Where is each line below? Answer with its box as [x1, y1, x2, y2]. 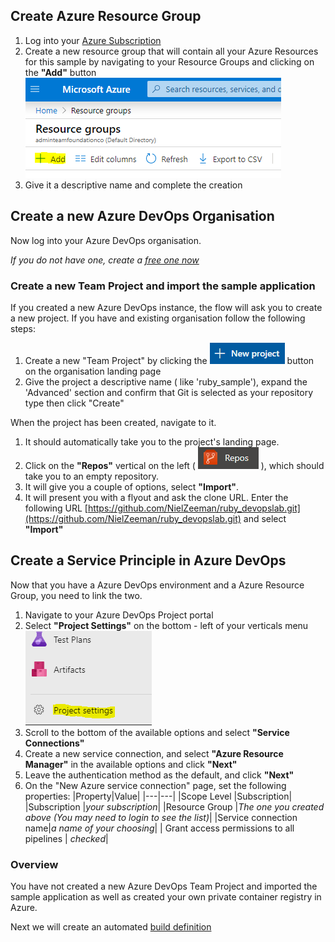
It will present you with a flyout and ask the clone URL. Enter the [24, 491, 289, 503]
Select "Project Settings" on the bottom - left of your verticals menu [24, 619, 309, 631]
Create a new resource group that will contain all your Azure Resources [24, 45, 319, 57]
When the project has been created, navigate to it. [10, 416, 217, 428]
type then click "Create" [24, 397, 125, 409]
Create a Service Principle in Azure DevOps [10, 552, 287, 569]
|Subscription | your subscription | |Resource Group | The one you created [24, 800, 325, 813]
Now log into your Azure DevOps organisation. [10, 234, 202, 246]
